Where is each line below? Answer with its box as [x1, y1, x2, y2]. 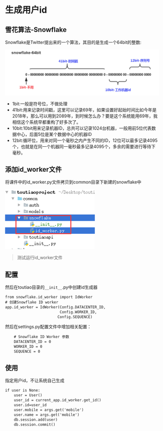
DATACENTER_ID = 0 [14, 340, 51, 344]
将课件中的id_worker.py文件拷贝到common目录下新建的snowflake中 [5, 179, 142, 185]
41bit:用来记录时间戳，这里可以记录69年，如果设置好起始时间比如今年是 [12, 107, 157, 113]
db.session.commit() [14, 422, 56, 427]
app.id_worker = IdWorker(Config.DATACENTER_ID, [5, 305, 106, 310]
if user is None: [5, 388, 41, 393]
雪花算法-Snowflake [5, 25, 67, 34]
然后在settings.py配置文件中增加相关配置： [5, 324, 92, 330]
